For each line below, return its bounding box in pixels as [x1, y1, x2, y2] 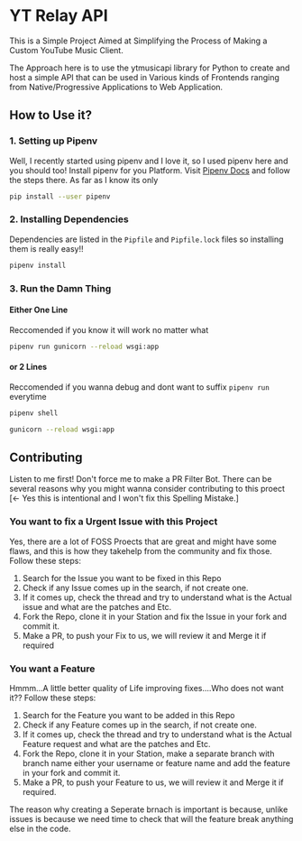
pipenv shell [9, 408, 59, 418]
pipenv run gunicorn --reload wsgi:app [9, 342, 160, 351]
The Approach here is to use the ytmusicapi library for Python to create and [9, 62, 290, 73]
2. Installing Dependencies [9, 213, 129, 226]
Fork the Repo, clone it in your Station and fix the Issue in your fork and [22, 611, 287, 622]
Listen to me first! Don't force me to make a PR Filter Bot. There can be [9, 474, 272, 485]
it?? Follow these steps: [9, 692, 96, 704]
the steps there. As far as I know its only [9, 174, 159, 185]
